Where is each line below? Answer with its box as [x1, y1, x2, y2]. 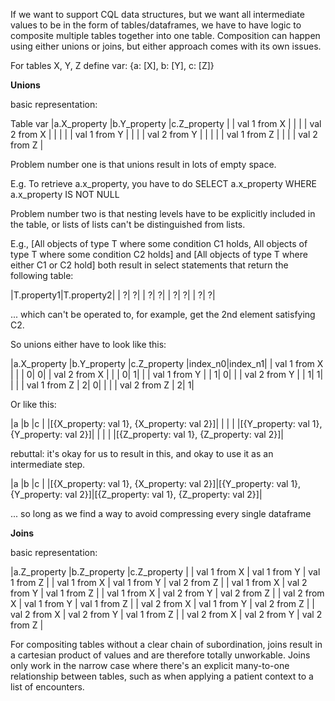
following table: [10, 270, 74, 281]
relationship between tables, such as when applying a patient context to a [10, 670, 314, 682]
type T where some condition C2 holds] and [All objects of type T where [10, 249, 308, 260]
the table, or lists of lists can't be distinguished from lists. [10, 219, 246, 230]
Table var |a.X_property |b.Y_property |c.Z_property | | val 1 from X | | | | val [10, 118, 322, 129]
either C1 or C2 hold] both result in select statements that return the [10, 259, 289, 271]
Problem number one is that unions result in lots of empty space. [10, 159, 277, 170]
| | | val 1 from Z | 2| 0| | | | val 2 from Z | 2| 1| [10, 379, 195, 391]
